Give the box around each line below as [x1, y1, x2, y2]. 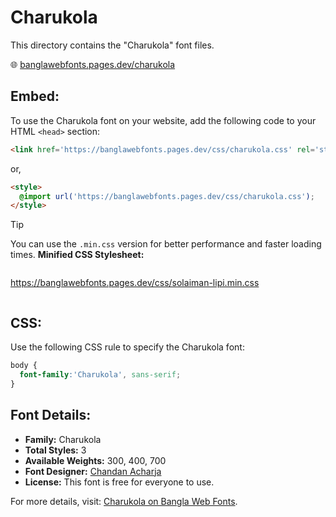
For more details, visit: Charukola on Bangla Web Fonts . [10, 495, 238, 507]
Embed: [10, 88, 60, 105]
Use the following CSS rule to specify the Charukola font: [10, 341, 245, 353]
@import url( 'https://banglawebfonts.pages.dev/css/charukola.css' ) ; [19, 191, 315, 201]
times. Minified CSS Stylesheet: [10, 249, 145, 261]
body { [10, 361, 38, 371]
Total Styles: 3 [24, 444, 87, 456]
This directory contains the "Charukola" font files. [10, 39, 215, 51]
